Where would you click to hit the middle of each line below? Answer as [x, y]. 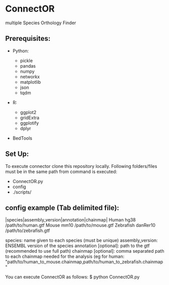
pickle [26, 61]
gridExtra [30, 118]
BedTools [22, 138]
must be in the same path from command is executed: [61, 172]
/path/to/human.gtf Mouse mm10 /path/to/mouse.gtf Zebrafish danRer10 [80, 225]
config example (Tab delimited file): [62, 208]
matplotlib [31, 82]
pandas [28, 66]
